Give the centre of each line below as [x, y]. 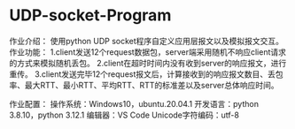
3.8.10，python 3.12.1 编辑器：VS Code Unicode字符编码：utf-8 [124, 115]
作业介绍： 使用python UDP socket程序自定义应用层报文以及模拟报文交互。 [147, 41]
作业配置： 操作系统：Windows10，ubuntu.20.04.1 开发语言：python [134, 103]
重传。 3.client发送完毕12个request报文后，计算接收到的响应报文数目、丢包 [146, 74]
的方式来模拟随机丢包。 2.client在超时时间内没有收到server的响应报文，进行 [148, 63]
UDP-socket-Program [90, 15]
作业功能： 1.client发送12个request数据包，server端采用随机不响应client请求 [147, 52]
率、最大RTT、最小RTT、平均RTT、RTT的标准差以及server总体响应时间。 [144, 85]
